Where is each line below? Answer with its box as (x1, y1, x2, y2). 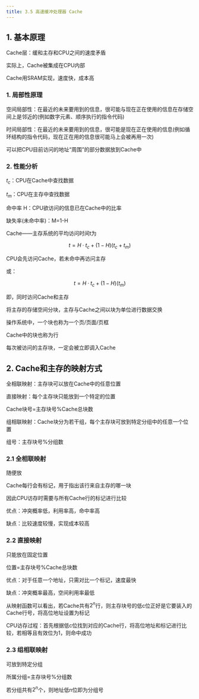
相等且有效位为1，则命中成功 (21, 629, 92, 636)
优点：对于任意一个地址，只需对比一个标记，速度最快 (6, 576, 137, 583)
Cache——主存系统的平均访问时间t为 (6, 229, 97, 237)
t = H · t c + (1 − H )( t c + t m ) (68, 241, 131, 250)
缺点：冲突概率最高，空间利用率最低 (6, 589, 95, 596)
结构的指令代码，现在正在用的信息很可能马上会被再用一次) (11, 133, 154, 140)
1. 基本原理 (6, 32, 46, 42)
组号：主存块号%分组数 (6, 439, 64, 446)
